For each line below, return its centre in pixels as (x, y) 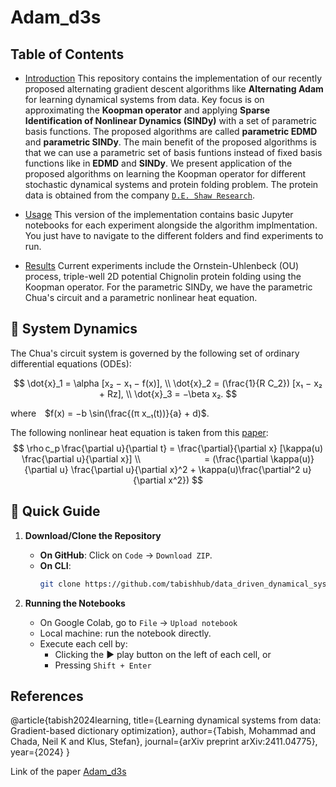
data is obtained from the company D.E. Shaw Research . (139, 195)
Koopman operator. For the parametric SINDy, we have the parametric (168, 287)
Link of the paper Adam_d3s (68, 772)
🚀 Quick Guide (55, 511)
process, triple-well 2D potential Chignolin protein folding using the (163, 276)
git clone (60, 584)
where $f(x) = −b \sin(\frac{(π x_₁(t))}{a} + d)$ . (110, 413)
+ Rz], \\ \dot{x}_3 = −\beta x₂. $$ (168, 393)
